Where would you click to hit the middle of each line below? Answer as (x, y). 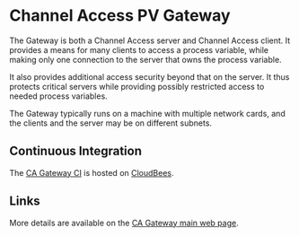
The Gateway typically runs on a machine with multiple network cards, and (147, 113)
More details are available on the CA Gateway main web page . (124, 223)
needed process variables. (58, 96)
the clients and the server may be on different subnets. (111, 123)
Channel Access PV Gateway (120, 16)
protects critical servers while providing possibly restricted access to (137, 86)
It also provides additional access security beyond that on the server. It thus (149, 76)
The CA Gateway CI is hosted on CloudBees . (92, 172)
